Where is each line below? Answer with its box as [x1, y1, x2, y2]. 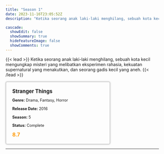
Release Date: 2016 [12, 106, 48, 111]
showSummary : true [10, 34, 48, 39]
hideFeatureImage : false [10, 38, 60, 44]
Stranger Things [12, 88, 53, 95]
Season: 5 [12, 115, 31, 120]
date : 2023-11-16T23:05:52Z [5, 12, 63, 17]
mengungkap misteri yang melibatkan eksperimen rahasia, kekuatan [5, 61, 143, 67]
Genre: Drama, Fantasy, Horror [12, 98, 68, 103]
